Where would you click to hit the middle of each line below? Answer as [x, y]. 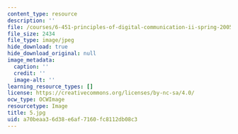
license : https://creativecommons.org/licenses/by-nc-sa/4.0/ [101, 93]
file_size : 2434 [31, 34]
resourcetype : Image [38, 106]
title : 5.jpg [27, 113]
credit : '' [30, 73]
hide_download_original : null [52, 54]
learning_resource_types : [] [50, 86]
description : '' [31, 21]
